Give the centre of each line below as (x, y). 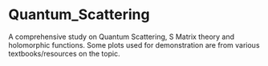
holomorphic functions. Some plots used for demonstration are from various (134, 45)
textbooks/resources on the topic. (64, 53)
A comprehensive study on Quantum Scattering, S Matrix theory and (122, 37)
